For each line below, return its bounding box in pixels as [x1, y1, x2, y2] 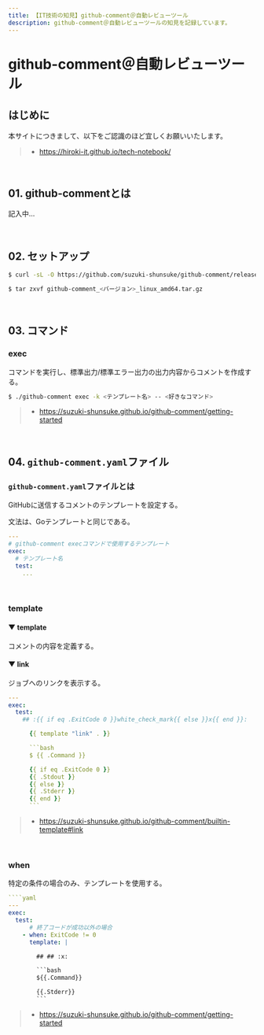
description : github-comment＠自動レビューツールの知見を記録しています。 [8, 19, 232, 27]
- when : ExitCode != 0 [22, 930, 97, 939]
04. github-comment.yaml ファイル [8, 455, 170, 468]
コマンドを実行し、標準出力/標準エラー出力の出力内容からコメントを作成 [8, 367, 245, 376]
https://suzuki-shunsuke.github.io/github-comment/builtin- [38, 816, 230, 826]
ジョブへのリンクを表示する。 [8, 678, 104, 687]
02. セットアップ [8, 250, 90, 263]
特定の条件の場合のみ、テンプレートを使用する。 [8, 878, 167, 888]
